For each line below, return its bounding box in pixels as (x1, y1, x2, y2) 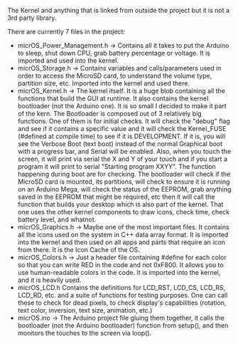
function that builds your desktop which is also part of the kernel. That (17, 200, 224, 209)
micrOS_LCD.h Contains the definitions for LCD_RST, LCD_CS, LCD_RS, (17, 283, 226, 291)
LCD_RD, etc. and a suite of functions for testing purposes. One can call (17, 291, 228, 299)
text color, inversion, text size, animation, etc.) (17, 306, 153, 314)
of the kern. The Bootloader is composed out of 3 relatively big (17, 110, 202, 118)
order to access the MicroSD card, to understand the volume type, (17, 71, 212, 80)
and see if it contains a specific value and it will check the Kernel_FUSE (17, 125, 227, 132)
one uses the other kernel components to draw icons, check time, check (17, 208, 230, 216)
